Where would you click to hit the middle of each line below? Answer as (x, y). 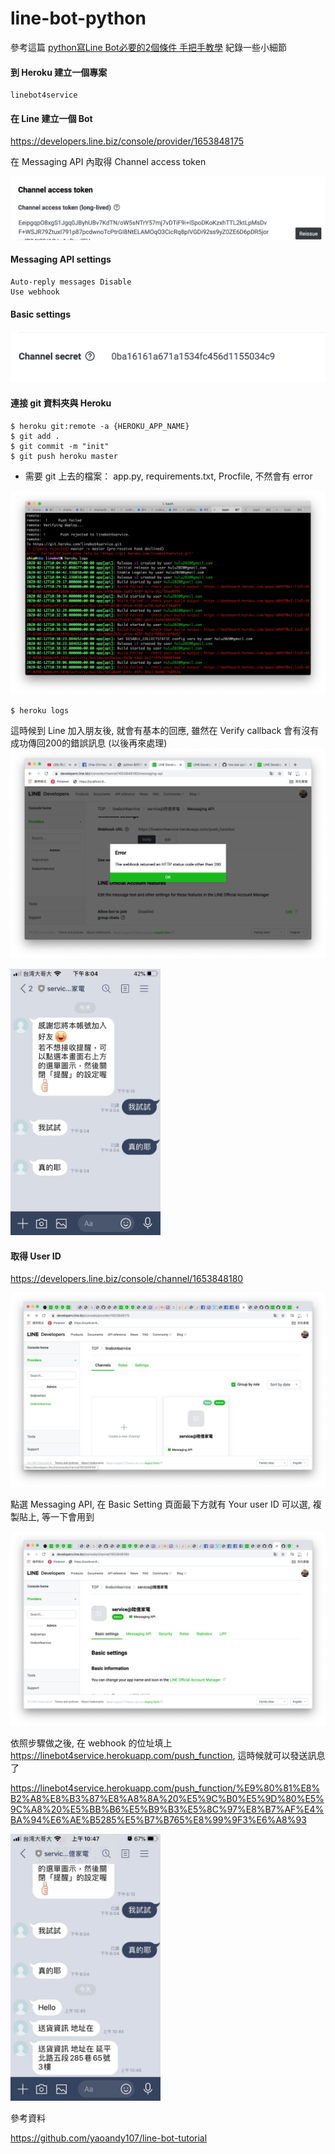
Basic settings (41, 314)
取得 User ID (36, 1256)
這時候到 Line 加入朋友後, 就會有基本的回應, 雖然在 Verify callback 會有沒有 (165, 730)
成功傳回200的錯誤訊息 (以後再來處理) (89, 743)
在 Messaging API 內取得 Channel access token (108, 162)
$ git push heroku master (64, 456)
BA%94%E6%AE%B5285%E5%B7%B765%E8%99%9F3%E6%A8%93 (158, 1820)
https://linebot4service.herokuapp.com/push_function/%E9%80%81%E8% (165, 1788)
